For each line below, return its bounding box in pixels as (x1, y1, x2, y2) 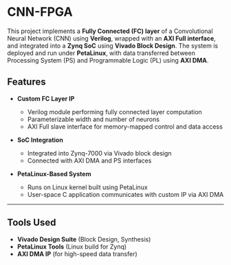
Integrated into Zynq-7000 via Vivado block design (27, 149, 172, 157)
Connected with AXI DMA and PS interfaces (27, 156, 152, 165)
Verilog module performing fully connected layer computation (27, 107, 203, 116)
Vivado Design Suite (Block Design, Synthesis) (16, 235, 151, 243)
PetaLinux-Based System (16, 169, 91, 178)
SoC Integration (16, 136, 63, 144)
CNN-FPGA (7, 4, 74, 20)
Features (7, 76, 46, 88)
